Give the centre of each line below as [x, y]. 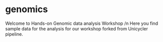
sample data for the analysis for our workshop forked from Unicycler [77, 28]
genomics [27, 9]
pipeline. [14, 34]
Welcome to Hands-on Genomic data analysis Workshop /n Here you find [82, 23]
